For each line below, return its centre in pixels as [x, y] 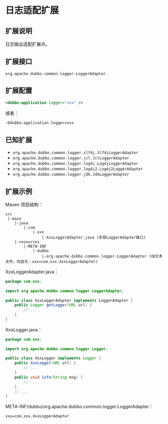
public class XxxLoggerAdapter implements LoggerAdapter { [69, 300]
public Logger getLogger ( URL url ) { [53, 305]
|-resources [27, 242]
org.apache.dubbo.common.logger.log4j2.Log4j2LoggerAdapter [78, 169]
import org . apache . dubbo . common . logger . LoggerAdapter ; [65, 291]
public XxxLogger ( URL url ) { [45, 363]
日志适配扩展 [32, 10]
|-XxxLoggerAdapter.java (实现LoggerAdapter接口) [94, 237]
